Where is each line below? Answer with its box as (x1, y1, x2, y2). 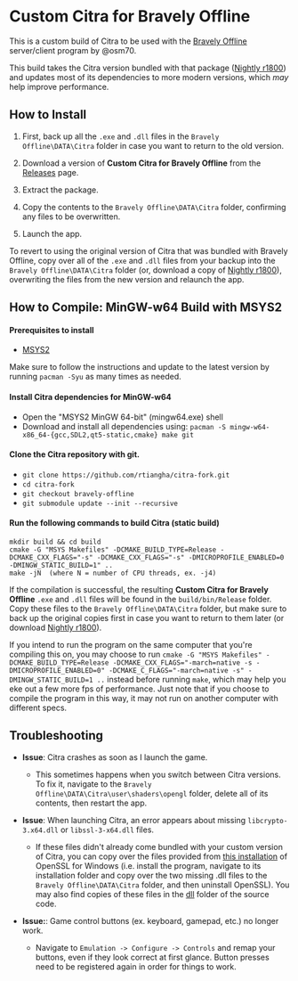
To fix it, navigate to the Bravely (35, 778, 152, 789)
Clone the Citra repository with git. (9, 449, 141, 460)
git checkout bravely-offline (21, 489, 135, 498)
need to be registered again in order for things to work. (35, 961, 238, 972)
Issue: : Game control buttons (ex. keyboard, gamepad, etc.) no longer (21, 915, 279, 926)
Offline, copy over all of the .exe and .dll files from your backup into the (9, 255, 276, 266)
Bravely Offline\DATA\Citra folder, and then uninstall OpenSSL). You (35, 879, 290, 890)
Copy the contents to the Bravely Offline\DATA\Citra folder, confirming (21, 201, 286, 212)
